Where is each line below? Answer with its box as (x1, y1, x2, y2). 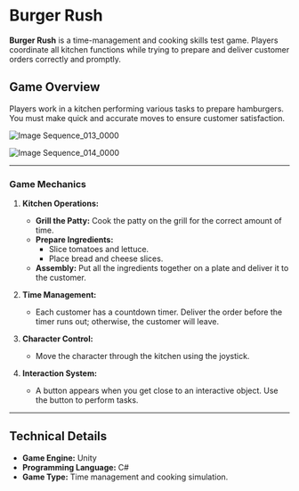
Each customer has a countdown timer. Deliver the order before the (35, 307, 283, 317)
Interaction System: (21, 368, 98, 379)
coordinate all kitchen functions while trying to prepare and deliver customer (9, 44, 290, 54)
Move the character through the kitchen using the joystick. (35, 351, 250, 362)
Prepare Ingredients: (35, 234, 114, 245)
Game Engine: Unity (21, 452, 98, 463)
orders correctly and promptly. (9, 53, 122, 64)
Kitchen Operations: (21, 198, 100, 209)
